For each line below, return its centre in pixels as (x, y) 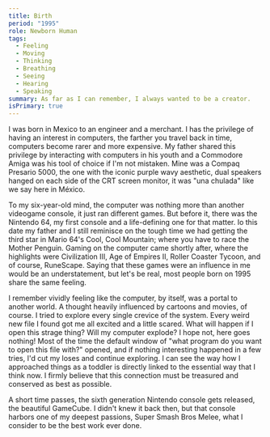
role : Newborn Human (43, 31)
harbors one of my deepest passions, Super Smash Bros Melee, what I (126, 417)
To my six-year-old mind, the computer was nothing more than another (127, 205)
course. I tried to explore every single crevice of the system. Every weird (129, 316)
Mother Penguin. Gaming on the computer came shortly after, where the (129, 248)
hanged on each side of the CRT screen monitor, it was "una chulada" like (131, 181)
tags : (17, 38)
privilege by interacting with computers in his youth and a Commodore (126, 155)
